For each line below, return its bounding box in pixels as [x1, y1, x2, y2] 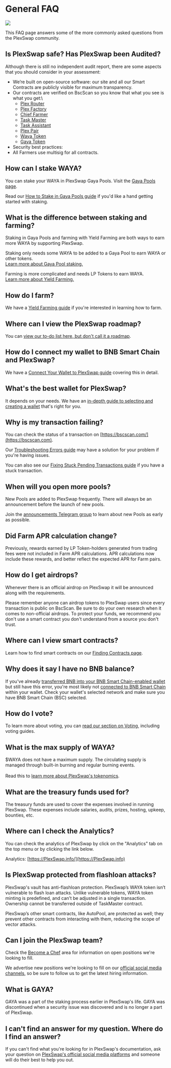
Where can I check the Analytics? [5, 827, 115, 835]
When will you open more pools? [5, 482, 111, 491]
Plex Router [20, 100, 45, 106]
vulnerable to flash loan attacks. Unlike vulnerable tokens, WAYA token [5, 890, 154, 896]
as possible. [5, 517, 31, 523]
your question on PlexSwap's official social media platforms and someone [5, 1051, 160, 1057]
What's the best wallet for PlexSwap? [5, 384, 127, 393]
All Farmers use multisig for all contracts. [12, 149, 99, 155]
